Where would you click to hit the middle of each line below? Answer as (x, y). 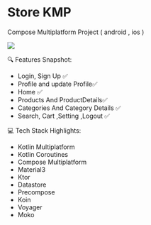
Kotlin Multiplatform (46, 147)
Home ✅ (30, 92)
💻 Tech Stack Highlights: (44, 130)
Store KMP (39, 12)
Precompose (36, 192)
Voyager (30, 207)
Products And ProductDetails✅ (62, 99)
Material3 (32, 169)
